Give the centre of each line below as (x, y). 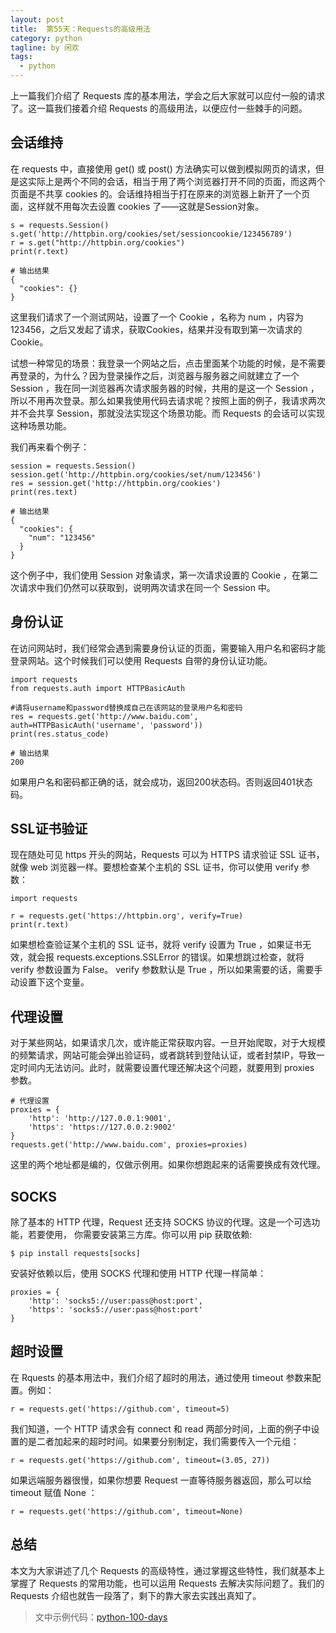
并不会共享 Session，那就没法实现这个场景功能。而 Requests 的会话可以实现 (167, 413)
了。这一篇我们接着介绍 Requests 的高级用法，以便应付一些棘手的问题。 (159, 108)
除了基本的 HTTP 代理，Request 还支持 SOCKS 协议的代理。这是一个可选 (161, 1222)
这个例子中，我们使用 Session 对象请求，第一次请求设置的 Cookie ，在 (155, 575)
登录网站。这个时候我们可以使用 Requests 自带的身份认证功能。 (141, 660)
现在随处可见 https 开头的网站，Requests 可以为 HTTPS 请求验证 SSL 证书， (167, 855)
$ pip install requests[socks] (75, 1254)
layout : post (37, 19)
